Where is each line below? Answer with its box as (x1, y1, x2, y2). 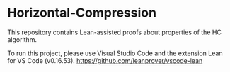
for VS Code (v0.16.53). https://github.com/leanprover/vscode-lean (7, 56, 203, 64)
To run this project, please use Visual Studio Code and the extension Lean (7, 49, 223, 57)
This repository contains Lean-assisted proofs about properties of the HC (7, 28, 222, 36)
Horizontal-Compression (7, 5, 157, 21)
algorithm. (7, 35, 38, 43)
